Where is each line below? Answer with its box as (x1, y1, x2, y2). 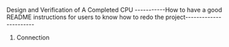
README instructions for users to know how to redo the (6, 13, 164, 21)
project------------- (165, 13, 221, 21)
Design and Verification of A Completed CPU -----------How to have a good (6, 6, 223, 14)
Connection (16, 33, 50, 42)
